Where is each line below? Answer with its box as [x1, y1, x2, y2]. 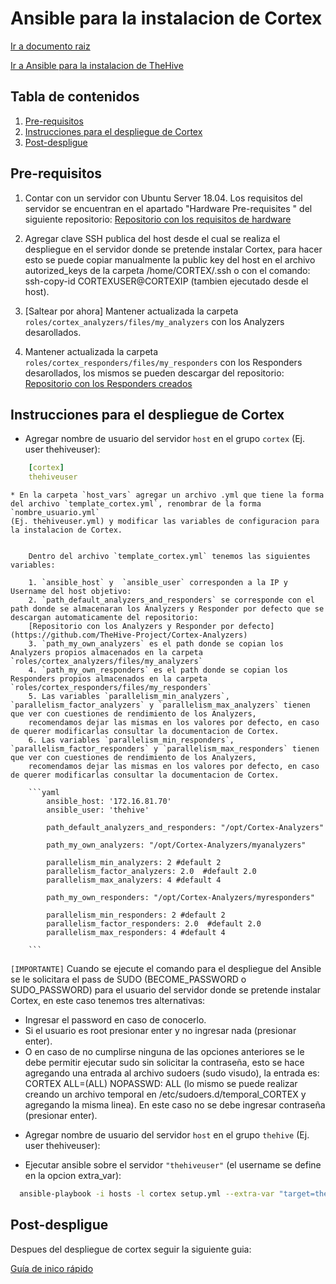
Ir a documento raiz [10, 40, 91, 52]
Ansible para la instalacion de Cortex [10, 7, 323, 30]
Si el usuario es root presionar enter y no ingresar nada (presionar [24, 1025, 297, 1037]
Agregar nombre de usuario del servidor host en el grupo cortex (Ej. [24, 433, 306, 445]
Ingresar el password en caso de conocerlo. [24, 1014, 207, 1026]
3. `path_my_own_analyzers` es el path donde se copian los [28, 639, 284, 649]
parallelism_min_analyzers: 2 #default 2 [46, 858, 222, 868]
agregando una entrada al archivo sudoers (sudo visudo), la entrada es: [24, 1067, 320, 1079]
